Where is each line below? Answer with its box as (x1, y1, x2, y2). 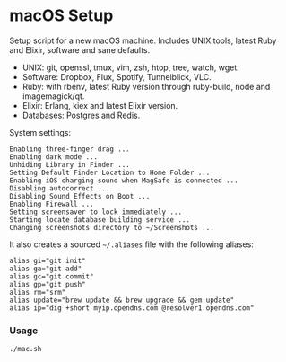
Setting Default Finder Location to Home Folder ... (9, 168, 211, 177)
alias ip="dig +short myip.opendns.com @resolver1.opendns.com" (9, 303, 255, 313)
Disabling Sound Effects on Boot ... (9, 191, 151, 200)
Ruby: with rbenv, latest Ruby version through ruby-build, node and (22, 81, 271, 92)
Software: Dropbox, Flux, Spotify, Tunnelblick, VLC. (22, 71, 212, 82)
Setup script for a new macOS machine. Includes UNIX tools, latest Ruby (9, 35, 277, 46)
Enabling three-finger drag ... (9, 145, 130, 154)
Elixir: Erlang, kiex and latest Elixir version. (22, 100, 178, 110)
